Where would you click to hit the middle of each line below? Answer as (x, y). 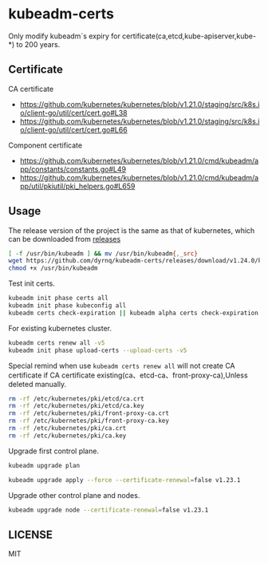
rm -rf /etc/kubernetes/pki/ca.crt (67, 429)
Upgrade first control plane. (54, 451)
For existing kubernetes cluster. (60, 328)
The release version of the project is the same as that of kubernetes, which (132, 230)
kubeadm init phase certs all (59, 298)
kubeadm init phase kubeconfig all (67, 306)
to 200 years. (38, 44)
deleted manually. (37, 384)
